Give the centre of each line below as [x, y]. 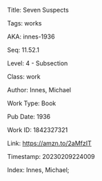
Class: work [24, 76]
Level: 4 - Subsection [38, 63]
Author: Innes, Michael [39, 90]
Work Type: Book [32, 103]
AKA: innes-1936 [31, 36]
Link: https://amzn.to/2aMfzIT [49, 143]
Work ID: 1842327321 [38, 130]
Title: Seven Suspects [38, 10]
